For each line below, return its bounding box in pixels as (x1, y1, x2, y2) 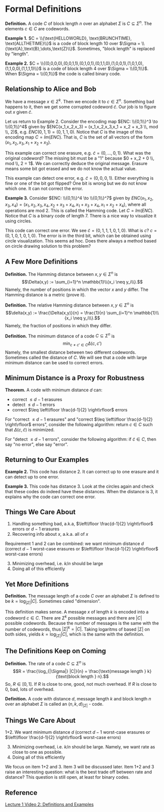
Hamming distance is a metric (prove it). (5, 291, 86, 297)
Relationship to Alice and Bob (5, 85, 96, 93)
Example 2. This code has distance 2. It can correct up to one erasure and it (5, 469, 159, 475)
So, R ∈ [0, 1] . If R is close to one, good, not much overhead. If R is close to (5, 681, 157, 687)
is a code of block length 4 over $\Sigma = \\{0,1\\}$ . (42, 65, 149, 72)
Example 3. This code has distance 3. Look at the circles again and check (5, 483, 154, 489)
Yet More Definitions (5, 580, 69, 588)
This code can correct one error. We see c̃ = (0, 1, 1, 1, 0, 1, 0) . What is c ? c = (5, 228, 157, 234)
